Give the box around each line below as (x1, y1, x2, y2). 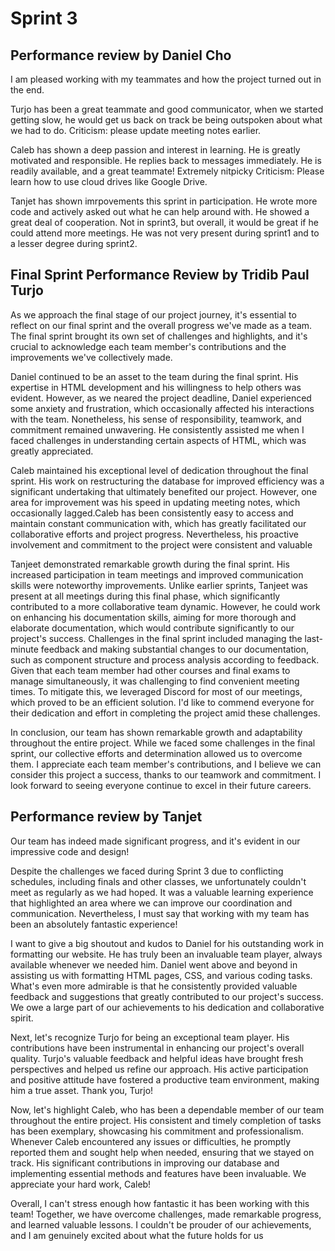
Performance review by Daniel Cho (10, 47, 232, 64)
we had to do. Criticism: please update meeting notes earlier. (10, 125, 262, 136)
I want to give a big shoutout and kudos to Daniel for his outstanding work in (10, 937, 325, 949)
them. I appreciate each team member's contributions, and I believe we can (10, 758, 322, 770)
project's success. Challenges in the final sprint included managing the (10, 632, 303, 644)
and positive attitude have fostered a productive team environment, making (10, 1073, 320, 1086)
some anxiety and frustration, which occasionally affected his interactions (10, 402, 315, 414)
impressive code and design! (10, 845, 130, 857)
